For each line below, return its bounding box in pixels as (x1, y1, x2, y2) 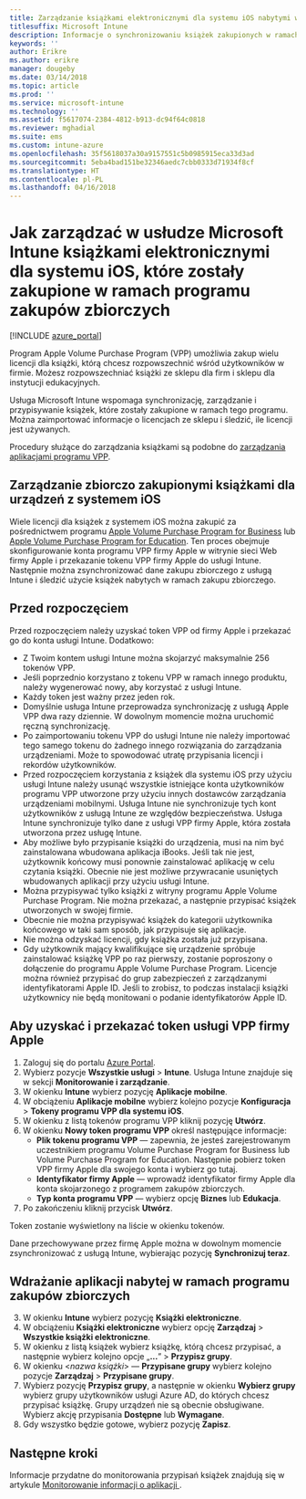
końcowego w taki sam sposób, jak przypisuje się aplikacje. (22, 924, 247, 935)
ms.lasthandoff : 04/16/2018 (9, 183, 117, 193)
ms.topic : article (9, 81, 79, 90)
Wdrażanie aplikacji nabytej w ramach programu (9, 1274, 290, 1289)
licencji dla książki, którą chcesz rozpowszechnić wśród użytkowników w (9, 358, 285, 369)
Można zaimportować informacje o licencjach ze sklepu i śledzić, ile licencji (9, 414, 293, 425)
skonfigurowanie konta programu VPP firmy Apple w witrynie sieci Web (9, 545, 278, 556)
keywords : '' (9, 38, 59, 48)
